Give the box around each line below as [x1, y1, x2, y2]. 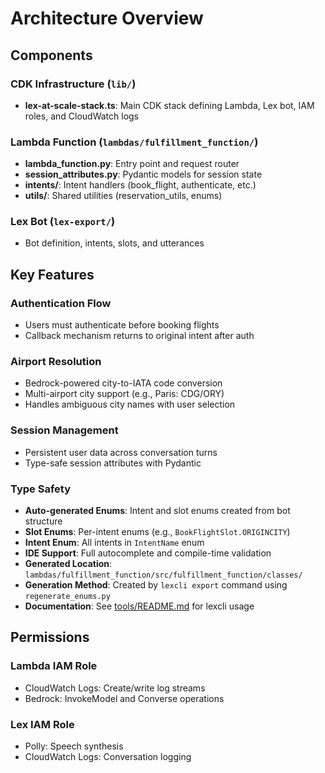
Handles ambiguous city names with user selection [24, 398, 236, 411]
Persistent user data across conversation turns [24, 446, 218, 458]
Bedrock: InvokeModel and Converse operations [24, 692, 225, 704]
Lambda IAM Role [10, 659, 98, 673]
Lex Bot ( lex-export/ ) [10, 215, 116, 229]
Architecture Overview [10, 7, 204, 30]
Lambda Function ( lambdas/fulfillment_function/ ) [10, 135, 259, 149]
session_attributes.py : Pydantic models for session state [24, 168, 263, 181]
